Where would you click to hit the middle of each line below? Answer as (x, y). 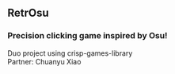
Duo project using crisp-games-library (70, 53)
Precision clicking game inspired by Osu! (87, 36)
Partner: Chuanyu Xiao (44, 61)
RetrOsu (28, 13)
